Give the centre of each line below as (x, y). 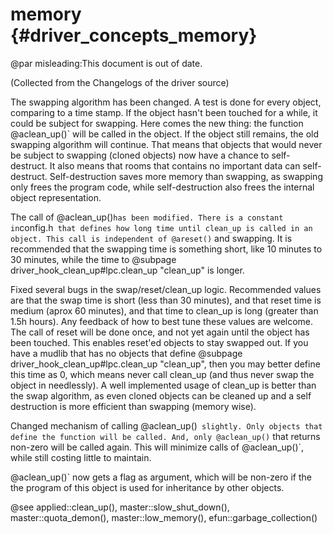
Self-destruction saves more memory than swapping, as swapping (186, 176)
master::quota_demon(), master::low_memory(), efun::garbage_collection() (164, 517)
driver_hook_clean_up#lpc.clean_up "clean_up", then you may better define (165, 364)
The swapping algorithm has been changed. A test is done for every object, (166, 102)
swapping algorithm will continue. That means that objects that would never (166, 144)
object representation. (56, 197)
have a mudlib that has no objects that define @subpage (126, 353)
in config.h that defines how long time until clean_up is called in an (161, 227)
